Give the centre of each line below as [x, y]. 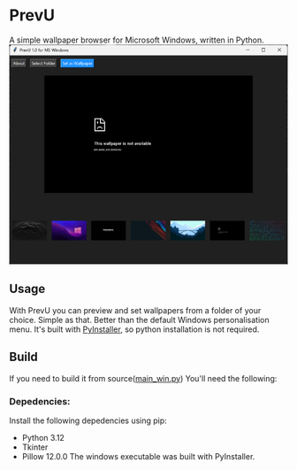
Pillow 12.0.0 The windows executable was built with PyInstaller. [138, 457]
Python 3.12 [43, 438]
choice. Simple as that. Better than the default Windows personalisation [139, 320]
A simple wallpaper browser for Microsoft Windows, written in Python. [137, 40]
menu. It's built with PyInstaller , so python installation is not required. [134, 329]
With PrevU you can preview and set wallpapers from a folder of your [135, 310]
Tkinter [35, 447]
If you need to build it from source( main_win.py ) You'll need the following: [143, 378]
